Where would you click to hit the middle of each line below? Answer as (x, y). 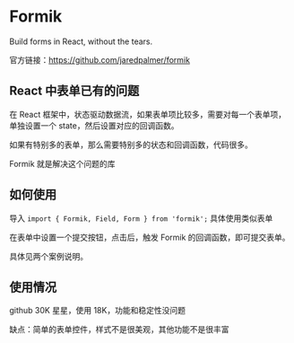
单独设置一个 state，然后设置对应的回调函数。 (94, 125)
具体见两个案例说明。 (48, 256)
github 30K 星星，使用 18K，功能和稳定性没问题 (98, 311)
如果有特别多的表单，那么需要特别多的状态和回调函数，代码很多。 (131, 145)
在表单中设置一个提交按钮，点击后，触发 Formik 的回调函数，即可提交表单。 (150, 237)
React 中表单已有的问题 (74, 91)
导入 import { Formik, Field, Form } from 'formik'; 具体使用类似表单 (141, 218)
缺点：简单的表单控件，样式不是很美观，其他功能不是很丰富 (119, 330)
